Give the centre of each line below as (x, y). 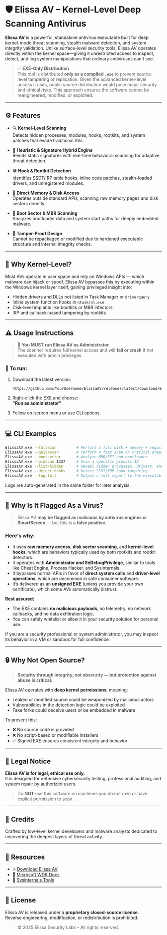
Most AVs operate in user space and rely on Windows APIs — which (75, 276)
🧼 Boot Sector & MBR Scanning (45, 213)
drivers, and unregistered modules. (48, 183)
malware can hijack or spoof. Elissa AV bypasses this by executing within (80, 282)
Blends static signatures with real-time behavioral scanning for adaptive (86, 155)
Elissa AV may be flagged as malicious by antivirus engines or (82, 518)
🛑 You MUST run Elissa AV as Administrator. (64, 345)
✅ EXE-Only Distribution (43, 68)
